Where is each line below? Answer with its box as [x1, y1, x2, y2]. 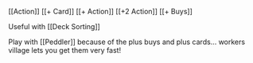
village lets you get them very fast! [8, 46, 122, 54]
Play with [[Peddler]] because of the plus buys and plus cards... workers [8, 37, 245, 46]
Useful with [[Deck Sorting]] [8, 22, 101, 31]
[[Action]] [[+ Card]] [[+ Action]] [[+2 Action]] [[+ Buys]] [8, 7, 193, 16]
